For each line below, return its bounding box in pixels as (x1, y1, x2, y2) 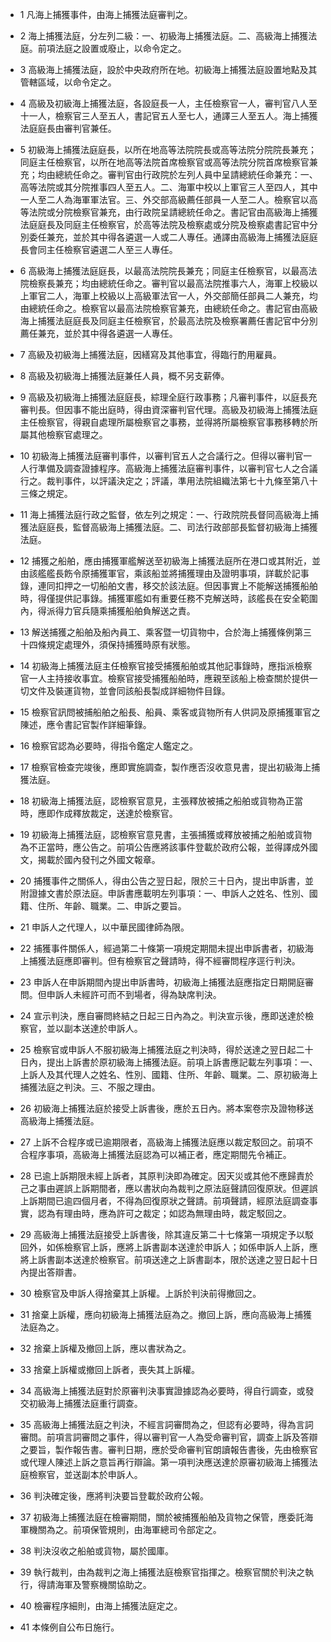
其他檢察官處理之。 (28, 429, 108, 440)
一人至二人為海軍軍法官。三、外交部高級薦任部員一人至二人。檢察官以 (19, 194, 310, 205)
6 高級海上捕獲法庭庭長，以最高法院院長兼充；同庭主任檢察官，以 (19, 265, 292, 277)
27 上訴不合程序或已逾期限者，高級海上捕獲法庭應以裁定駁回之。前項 (19, 1136, 305, 1148)
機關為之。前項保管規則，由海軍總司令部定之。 (28, 1524, 222, 1535)
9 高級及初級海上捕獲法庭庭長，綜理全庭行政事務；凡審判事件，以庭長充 (19, 391, 318, 403)
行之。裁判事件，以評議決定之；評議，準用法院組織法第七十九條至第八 (19, 475, 310, 487)
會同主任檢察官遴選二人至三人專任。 (28, 244, 178, 255)
